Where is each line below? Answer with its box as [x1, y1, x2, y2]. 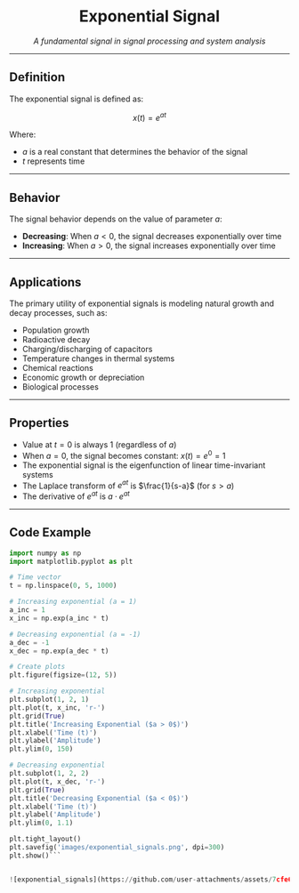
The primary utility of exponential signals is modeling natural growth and [9, 298, 274, 309]
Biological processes [21, 382, 100, 392]
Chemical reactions [21, 363, 93, 374]
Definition [9, 69, 65, 85]
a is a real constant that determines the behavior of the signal [21, 147, 248, 157]
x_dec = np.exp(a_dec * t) [9, 647, 109, 656]
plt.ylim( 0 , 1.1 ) [9, 818, 74, 828]
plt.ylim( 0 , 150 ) [9, 744, 74, 753]
